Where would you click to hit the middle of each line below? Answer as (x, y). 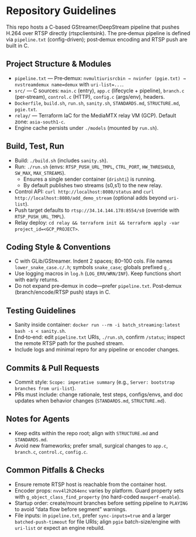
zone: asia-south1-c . (40, 122)
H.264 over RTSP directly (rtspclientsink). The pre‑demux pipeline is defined (98, 33)
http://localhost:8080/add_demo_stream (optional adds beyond (91, 198)
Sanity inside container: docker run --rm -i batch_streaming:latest (97, 325)
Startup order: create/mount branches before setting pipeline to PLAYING (101, 503)
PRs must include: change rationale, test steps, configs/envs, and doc (99, 394)
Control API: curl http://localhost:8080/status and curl (84, 191)
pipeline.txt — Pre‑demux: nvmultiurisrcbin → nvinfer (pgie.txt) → (100, 78)
